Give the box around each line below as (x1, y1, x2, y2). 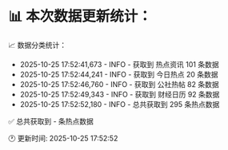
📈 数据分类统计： (8, 40, 66, 49)
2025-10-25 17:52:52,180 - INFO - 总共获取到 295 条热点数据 (19, 99, 220, 109)
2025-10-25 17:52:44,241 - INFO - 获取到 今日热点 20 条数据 (19, 69, 218, 79)
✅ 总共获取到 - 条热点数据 (8, 116, 94, 126)
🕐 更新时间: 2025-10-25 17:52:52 (8, 133, 118, 143)
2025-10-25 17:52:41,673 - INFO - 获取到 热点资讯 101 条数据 (19, 59, 219, 69)
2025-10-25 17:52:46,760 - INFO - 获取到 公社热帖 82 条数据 (19, 79, 220, 89)
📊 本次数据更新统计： (8, 7, 152, 26)
